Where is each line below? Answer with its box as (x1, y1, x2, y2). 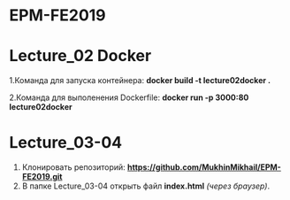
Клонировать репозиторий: (21, 162, 126, 173)
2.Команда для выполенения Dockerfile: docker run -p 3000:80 (9, 92, 249, 103)
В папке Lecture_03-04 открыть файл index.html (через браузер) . (21, 181, 271, 191)
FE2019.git (21, 172, 63, 182)
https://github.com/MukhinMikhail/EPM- (126, 162, 281, 173)
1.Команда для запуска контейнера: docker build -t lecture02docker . (9, 75, 271, 86)
